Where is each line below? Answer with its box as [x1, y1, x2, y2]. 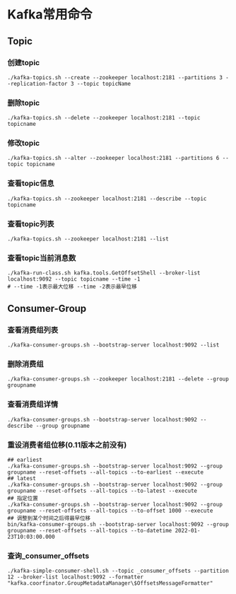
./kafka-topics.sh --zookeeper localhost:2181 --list [7, 235, 170, 243]
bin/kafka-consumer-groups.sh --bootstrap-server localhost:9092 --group [7, 520, 230, 528]
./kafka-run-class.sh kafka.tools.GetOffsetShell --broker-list [7, 269, 201, 276]
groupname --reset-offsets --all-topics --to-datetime [7, 527, 172, 534]
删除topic [7, 98, 40, 107]
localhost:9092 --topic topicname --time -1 [7, 276, 141, 283]
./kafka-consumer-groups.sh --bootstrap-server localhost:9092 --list [7, 342, 220, 349]
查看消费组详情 [7, 400, 59, 409]
